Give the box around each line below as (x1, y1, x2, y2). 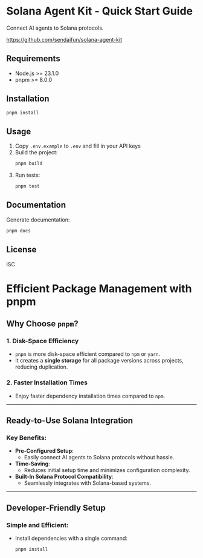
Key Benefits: (6, 433, 47, 442)
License (6, 245, 37, 255)
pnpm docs (6, 228, 31, 234)
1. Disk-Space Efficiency (6, 337, 79, 345)
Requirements (6, 53, 60, 64)
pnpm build (14, 160, 43, 167)
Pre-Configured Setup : (14, 447, 74, 455)
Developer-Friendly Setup (6, 502, 106, 513)
